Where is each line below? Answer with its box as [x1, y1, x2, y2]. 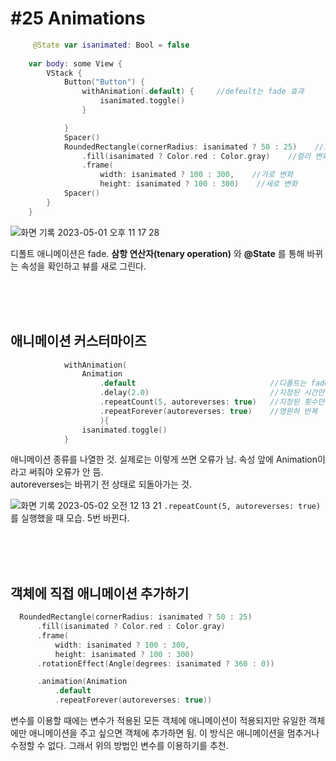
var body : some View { [28, 58, 123, 69]
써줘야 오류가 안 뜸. [28, 466, 104, 478]
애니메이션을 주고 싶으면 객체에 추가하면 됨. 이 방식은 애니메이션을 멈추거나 [28, 727, 320, 739]
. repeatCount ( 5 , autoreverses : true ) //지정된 [99, 397, 300, 407]
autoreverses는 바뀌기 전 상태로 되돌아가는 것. [10, 478, 192, 491]
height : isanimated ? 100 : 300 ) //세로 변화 [99, 179, 298, 189]
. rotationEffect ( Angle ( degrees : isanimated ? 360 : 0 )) [36, 658, 275, 669]
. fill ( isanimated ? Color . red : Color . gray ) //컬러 [81, 151, 312, 161]
